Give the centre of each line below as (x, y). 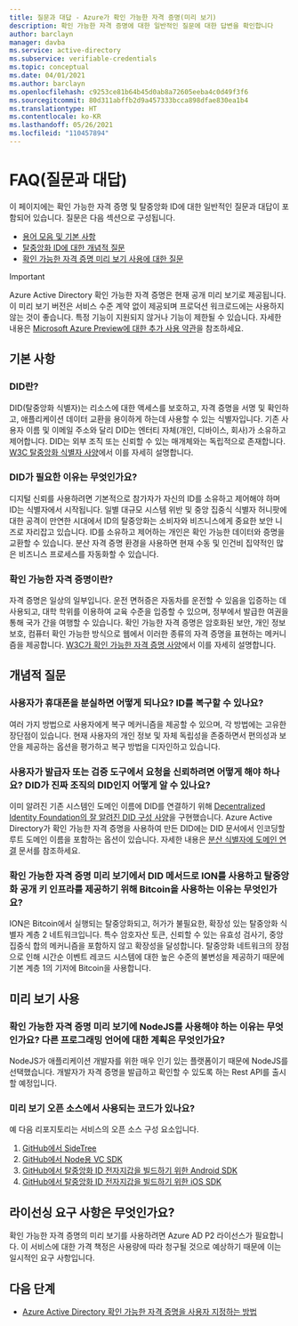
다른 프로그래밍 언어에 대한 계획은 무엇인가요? (133, 1039)
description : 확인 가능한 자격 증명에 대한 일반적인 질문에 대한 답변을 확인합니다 (141, 26)
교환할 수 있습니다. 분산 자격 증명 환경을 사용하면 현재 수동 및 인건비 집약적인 (142, 543)
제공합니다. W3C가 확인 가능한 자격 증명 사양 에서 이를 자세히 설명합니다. (151, 645)
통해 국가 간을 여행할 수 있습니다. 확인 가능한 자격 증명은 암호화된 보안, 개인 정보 (148, 623)
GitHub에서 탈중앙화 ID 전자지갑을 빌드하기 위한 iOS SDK (122, 1182)
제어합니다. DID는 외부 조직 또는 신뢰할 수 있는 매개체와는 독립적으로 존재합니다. (148, 441)
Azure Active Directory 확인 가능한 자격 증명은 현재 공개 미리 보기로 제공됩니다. (148, 295)
